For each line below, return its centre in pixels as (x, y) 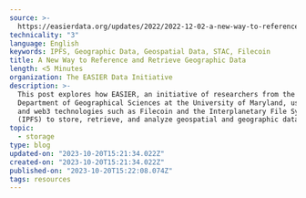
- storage (36, 137)
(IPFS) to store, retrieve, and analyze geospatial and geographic (148, 120)
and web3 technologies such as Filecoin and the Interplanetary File (152, 111)
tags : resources (40, 179)
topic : (22, 129)
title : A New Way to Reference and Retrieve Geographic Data (128, 60)
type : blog (30, 145)
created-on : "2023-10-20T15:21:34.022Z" (87, 162)
